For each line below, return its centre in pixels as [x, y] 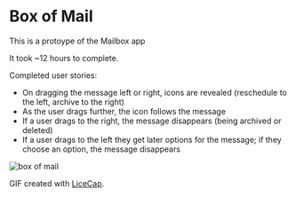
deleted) [37, 130]
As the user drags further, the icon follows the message [124, 111]
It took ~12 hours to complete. [64, 58]
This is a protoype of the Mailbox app [77, 41]
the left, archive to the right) [73, 102]
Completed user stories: [53, 75]
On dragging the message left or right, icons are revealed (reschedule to [154, 92]
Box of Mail [51, 16]
